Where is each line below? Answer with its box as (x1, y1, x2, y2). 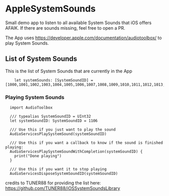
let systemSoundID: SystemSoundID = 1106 (10, 119, 98, 124)
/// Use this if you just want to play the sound (10, 127, 116, 132)
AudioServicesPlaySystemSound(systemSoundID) (10, 132, 107, 137)
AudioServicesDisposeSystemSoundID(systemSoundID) (10, 171, 118, 176)
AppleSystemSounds (5, 3, 96, 15)
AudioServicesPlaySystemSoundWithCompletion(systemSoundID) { (10, 149, 143, 154)
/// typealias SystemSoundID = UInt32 (10, 114, 92, 119)
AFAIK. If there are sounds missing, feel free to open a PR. (5, 25, 126, 31)
